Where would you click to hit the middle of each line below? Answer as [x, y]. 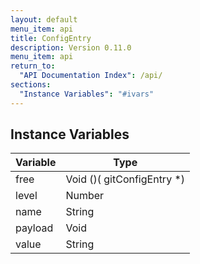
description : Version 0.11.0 [71, 47]
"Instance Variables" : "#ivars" [87, 94]
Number [85, 196]
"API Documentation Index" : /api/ [91, 76]
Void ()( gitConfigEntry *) [125, 179]
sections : [31, 85]
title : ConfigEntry [51, 38]
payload [34, 228]
